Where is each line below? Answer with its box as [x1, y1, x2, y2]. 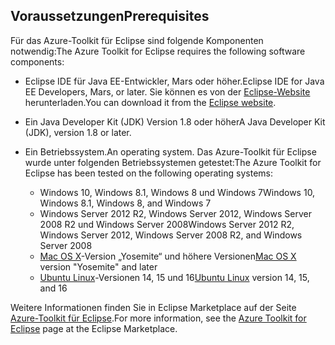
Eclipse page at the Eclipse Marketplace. [10, 322, 178, 334]
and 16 [39, 282, 68, 294]
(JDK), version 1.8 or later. [24, 126, 132, 138]
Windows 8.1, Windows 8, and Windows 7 [39, 197, 212, 209]
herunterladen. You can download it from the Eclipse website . [24, 96, 277, 108]
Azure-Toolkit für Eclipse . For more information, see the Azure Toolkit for [10, 312, 307, 324]
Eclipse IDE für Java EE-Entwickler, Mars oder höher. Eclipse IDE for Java [24, 75, 325, 87]
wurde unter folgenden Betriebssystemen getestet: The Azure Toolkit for [24, 156, 322, 168]
